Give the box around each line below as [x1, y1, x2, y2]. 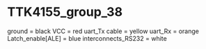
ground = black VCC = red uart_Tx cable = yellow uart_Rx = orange [7, 27, 200, 35]
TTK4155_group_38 [7, 4, 123, 20]
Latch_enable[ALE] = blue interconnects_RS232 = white [7, 34, 167, 42]
